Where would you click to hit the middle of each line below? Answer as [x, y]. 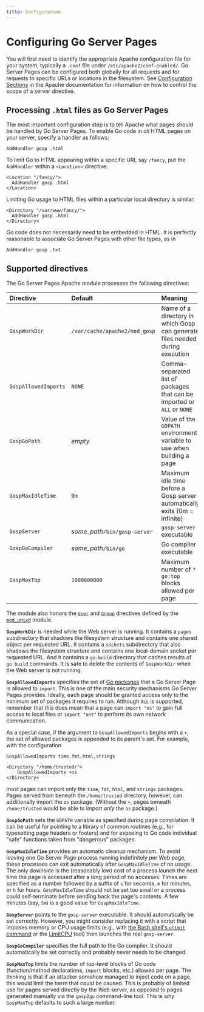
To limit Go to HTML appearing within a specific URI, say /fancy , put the [96, 160]
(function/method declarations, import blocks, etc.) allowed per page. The [99, 970]
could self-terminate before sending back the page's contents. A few [93, 897]
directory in [178, 316]
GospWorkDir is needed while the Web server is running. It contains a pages [99, 631]
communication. [26, 721]
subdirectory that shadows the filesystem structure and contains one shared [102, 638]
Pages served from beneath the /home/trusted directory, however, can [94, 795]
